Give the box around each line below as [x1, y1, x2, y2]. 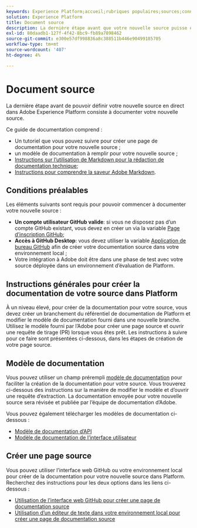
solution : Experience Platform [6, 14, 83, 20]
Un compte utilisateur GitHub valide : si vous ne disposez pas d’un [14, 218, 176, 226]
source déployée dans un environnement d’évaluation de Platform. [14, 262, 175, 269]
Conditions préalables [6, 185, 89, 195]
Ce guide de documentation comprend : [6, 126, 103, 133]
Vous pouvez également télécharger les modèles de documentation [6, 410, 169, 417]
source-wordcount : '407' [6, 47, 67, 53]
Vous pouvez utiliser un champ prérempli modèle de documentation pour [6, 374, 183, 381]
